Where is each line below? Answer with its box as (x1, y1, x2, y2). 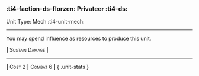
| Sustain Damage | (6, 47, 49, 54)
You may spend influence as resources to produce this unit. (6, 35, 152, 42)
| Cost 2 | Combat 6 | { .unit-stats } (6, 64, 89, 71)
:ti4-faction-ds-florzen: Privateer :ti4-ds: (6, 5, 128, 13)
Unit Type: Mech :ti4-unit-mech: (6, 18, 85, 25)
